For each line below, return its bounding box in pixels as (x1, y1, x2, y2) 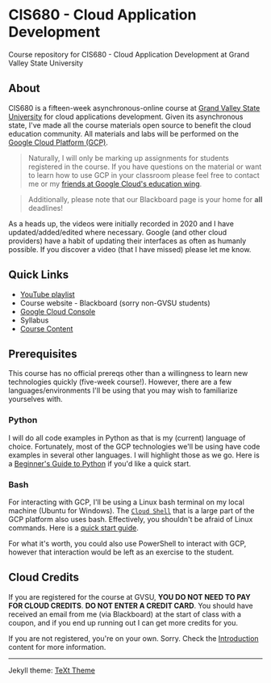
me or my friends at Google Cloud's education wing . (27, 179, 202, 188)
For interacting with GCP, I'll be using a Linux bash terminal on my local (8, 497, 244, 507)
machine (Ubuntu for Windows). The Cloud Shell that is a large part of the (8, 505, 256, 515)
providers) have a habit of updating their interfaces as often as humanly (8, 236, 247, 246)
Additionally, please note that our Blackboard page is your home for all (27, 194, 263, 204)
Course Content (19, 323, 73, 333)
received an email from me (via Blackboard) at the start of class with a (8, 609, 242, 619)
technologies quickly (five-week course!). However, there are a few (8, 377, 232, 387)
